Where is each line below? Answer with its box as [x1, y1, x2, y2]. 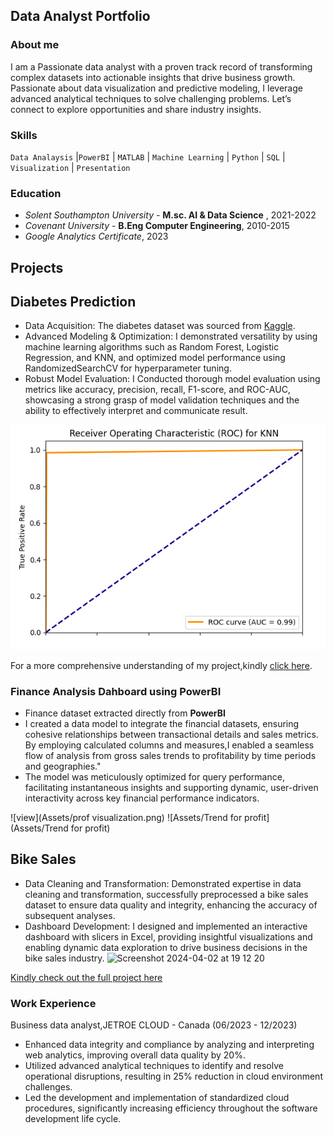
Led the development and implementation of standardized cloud [24, 1092, 290, 1104]
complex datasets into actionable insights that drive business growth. [10, 71, 296, 83]
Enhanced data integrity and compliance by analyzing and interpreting [24, 1039, 315, 1051]
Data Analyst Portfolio [10, 8, 151, 25]
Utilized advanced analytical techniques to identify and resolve [24, 1060, 284, 1072]
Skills [10, 128, 38, 142]
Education [10, 186, 62, 200]
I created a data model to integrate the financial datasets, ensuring [24, 717, 300, 729]
